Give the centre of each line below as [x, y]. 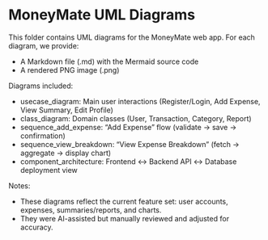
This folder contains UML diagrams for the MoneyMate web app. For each [132, 37]
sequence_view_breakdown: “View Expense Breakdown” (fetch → [130, 144]
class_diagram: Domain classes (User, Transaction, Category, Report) [136, 118]
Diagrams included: [41, 86]
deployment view [49, 170]
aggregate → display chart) [66, 153]
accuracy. [37, 227]
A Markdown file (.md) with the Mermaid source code [109, 61]
